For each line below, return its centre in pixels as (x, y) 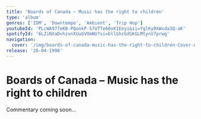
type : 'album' (24, 17)
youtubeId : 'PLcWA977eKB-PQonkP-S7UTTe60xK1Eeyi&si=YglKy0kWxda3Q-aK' (96, 28)
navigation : (21, 39)
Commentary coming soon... (41, 109)
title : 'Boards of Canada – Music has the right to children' (85, 12)
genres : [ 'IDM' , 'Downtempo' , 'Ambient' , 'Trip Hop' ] (75, 23)
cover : (20, 45)
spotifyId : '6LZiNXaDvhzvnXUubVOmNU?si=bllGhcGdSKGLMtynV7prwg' (88, 34)
